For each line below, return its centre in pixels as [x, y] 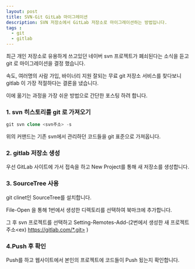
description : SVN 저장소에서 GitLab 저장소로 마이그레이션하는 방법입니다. [87, 22]
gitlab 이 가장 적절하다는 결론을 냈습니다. [53, 83]
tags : [14, 28]
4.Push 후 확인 [26, 246]
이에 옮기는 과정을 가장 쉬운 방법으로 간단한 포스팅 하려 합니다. [77, 95]
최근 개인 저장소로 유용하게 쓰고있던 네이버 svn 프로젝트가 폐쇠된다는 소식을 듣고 [97, 56]
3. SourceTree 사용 [33, 184]
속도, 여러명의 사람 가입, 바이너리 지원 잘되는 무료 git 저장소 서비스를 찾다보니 [94, 76]
